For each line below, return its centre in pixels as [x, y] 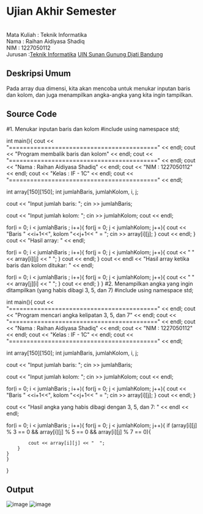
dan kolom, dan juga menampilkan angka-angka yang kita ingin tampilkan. [100, 95]
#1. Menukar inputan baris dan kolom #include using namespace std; [93, 129]
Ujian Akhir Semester [61, 11]
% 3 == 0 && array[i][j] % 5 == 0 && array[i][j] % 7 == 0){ [79, 432]
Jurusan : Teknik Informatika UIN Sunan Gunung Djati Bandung [85, 54]
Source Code [31, 114]
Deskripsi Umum [39, 74]
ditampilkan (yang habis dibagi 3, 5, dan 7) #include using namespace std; [100, 290]
